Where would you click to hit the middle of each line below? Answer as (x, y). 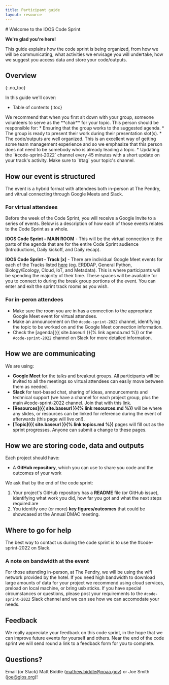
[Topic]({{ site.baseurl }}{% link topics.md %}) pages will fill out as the (88, 424)
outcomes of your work (37, 473)
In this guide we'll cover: (31, 97)
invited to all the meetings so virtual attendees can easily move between (88, 381)
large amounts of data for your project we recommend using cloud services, (85, 583)
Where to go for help (39, 530)
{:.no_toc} (15, 88)
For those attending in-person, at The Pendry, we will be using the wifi (79, 572)
